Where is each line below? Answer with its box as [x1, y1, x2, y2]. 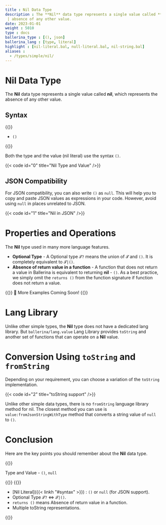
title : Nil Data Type [5, 7, 52, 12]
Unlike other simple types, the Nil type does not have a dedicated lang [5, 323, 149, 329]
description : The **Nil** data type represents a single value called [5, 12, 156, 17]
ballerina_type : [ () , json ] [5, 35, 65, 40]
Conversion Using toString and [5, 351, 136, 362]
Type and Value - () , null [5, 469, 57, 475]
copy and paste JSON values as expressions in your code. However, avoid [5, 195, 157, 201]
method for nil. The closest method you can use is [5, 406, 107, 412]
